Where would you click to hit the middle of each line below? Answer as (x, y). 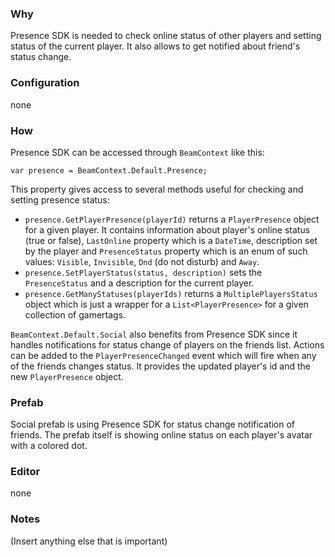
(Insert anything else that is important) (89, 541)
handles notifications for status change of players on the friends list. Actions (167, 344)
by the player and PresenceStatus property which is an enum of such (166, 251)
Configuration (45, 83)
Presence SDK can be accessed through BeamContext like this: (137, 152)
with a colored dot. (49, 446)
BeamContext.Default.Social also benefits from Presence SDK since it (154, 334)
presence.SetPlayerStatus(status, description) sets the (143, 272)
